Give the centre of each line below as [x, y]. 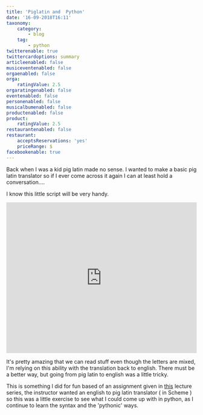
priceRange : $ [35, 146]
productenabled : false [35, 113]
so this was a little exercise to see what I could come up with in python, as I [100, 399]
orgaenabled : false [31, 74]
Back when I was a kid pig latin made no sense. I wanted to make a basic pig [101, 169]
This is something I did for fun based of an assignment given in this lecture [99, 386]
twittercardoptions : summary [43, 57]
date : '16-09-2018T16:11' [39, 17]
